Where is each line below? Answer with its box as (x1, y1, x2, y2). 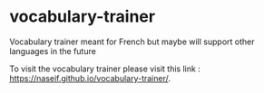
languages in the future (9, 45, 97, 56)
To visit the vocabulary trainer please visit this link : (9, 63, 201, 74)
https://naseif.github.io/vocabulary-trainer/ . (9, 72, 171, 83)
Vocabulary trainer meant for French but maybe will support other (9, 36, 255, 47)
